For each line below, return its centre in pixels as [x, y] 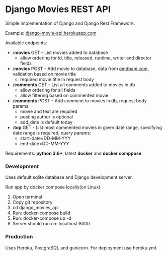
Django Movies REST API [58, 9]
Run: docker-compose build [41, 213]
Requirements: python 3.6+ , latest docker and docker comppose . [74, 153]
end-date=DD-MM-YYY [45, 143]
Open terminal [27, 197]
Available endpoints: [26, 43]
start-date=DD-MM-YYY [45, 138]
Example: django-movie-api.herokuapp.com [51, 33]
